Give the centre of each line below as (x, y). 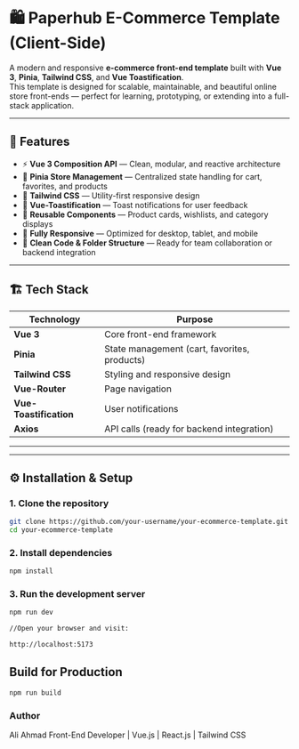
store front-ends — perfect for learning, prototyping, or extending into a (141, 96)
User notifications (141, 408)
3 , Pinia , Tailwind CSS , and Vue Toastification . (97, 77)
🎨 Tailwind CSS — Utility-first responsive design (111, 195)
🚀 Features (40, 142)
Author (25, 715)
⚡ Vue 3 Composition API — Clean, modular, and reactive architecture (151, 164)
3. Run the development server (77, 594)
